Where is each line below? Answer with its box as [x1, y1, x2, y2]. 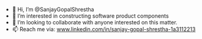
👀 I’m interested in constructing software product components [12, 12, 170, 19]
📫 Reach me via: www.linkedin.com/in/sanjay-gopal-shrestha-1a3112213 [12, 26, 196, 33]
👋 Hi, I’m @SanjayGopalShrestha [12, 6, 94, 13]
